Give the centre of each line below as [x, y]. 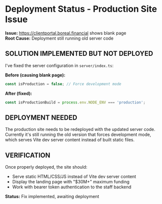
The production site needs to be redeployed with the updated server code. [80, 129]
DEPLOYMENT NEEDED [41, 117]
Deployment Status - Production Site [81, 9]
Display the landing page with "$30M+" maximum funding [71, 182]
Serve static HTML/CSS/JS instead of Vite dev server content [74, 177]
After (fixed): [19, 93]
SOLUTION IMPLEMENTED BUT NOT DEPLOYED [79, 54]
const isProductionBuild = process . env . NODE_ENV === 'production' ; [75, 102]
